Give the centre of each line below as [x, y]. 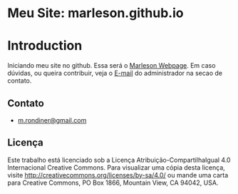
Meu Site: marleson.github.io [95, 13]
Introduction [45, 46]
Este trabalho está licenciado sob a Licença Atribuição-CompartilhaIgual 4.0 [119, 160]
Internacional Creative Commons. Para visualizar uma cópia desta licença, [117, 167]
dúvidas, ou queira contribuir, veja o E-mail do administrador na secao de [115, 73]
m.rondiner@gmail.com [52, 120]
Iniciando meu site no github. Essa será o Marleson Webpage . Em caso [112, 66]
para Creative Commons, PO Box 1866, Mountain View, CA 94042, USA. [113, 183]
